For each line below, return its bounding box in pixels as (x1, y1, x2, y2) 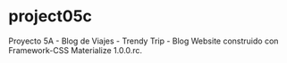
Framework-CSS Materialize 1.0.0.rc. (8, 44, 143, 55)
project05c (8, 6, 93, 27)
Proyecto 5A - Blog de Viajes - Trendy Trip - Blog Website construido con (8, 35, 279, 46)
